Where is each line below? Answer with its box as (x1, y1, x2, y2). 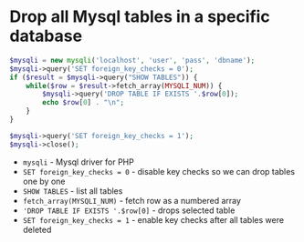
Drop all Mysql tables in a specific (9, 6, 271, 27)
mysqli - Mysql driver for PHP (22, 156, 134, 167)
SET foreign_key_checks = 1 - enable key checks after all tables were (22, 214, 285, 225)
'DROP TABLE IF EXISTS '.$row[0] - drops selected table (22, 205, 236, 216)
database (9, 25, 83, 46)
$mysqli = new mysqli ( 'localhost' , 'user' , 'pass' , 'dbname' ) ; (9, 55, 256, 65)
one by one (22, 176, 66, 187)
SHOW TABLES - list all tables (22, 185, 123, 197)
